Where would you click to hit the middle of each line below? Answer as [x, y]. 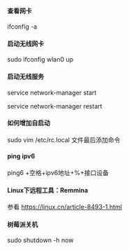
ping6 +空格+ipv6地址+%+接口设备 [58, 173]
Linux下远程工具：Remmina [48, 190]
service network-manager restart [55, 106]
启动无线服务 [25, 76]
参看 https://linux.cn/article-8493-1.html [64, 207]
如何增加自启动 [29, 123]
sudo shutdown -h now [40, 240]
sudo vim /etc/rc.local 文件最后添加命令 [64, 139]
